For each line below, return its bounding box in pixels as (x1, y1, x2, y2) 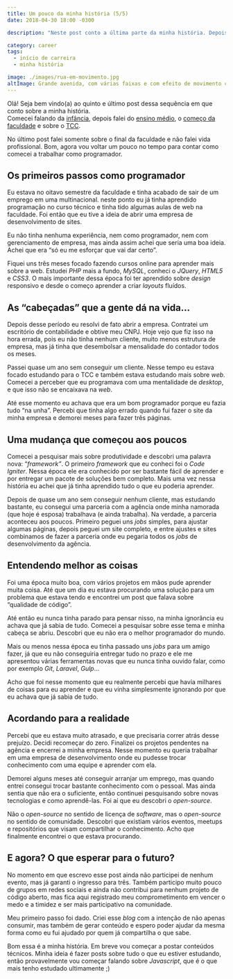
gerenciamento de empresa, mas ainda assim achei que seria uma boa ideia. (7, 238, 226, 247)
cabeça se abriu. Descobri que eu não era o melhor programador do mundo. (7, 629, 225, 637)
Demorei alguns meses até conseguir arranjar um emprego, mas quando (7, 774, 214, 782)
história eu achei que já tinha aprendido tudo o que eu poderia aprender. (7, 482, 214, 490)
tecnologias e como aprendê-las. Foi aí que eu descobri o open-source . (7, 796, 213, 804)
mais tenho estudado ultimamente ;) (7, 964, 110, 972)
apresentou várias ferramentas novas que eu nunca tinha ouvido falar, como (7, 656, 225, 665)
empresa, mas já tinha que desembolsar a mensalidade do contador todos (7, 342, 219, 351)
